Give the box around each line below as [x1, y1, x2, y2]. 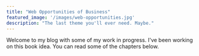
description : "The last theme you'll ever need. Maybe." [6, 20, 154, 26]
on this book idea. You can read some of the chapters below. [6, 43, 159, 50]
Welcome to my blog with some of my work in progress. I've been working [6, 37, 194, 44]
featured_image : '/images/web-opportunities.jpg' [6, 14, 136, 20]
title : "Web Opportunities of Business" [6, 8, 111, 15]
